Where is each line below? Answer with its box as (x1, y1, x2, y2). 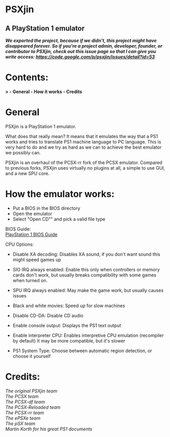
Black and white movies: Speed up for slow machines (12, 303, 125, 309)
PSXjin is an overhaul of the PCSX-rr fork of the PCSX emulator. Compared (5, 159, 162, 166)
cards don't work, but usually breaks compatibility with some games (12, 272, 157, 278)
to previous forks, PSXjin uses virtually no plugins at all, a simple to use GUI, (5, 165, 165, 171)
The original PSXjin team (5, 387, 58, 394)
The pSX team (5, 420, 36, 426)
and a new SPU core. (5, 170, 50, 176)
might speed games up (12, 257, 61, 263)
